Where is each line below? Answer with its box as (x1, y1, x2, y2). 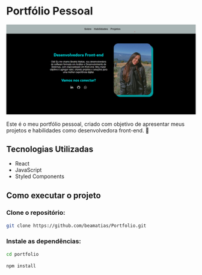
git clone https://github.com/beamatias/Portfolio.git (6, 223, 147, 229)
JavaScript (14, 167, 42, 174)
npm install (6, 263, 36, 269)
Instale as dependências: (6, 236, 81, 245)
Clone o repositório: (6, 208, 66, 217)
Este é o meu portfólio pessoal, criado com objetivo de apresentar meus (6, 120, 185, 128)
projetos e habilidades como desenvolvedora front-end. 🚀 (6, 126, 149, 134)
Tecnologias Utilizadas (6, 144, 94, 155)
